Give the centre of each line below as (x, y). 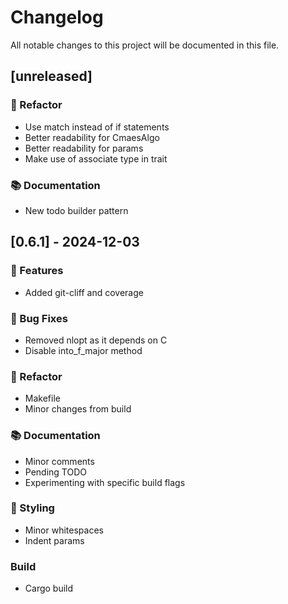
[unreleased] (51, 76)
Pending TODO (55, 472)
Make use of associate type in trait (96, 158)
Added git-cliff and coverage (84, 292)
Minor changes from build (78, 409)
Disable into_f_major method (83, 350)
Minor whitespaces (64, 530)
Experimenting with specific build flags (105, 482)
